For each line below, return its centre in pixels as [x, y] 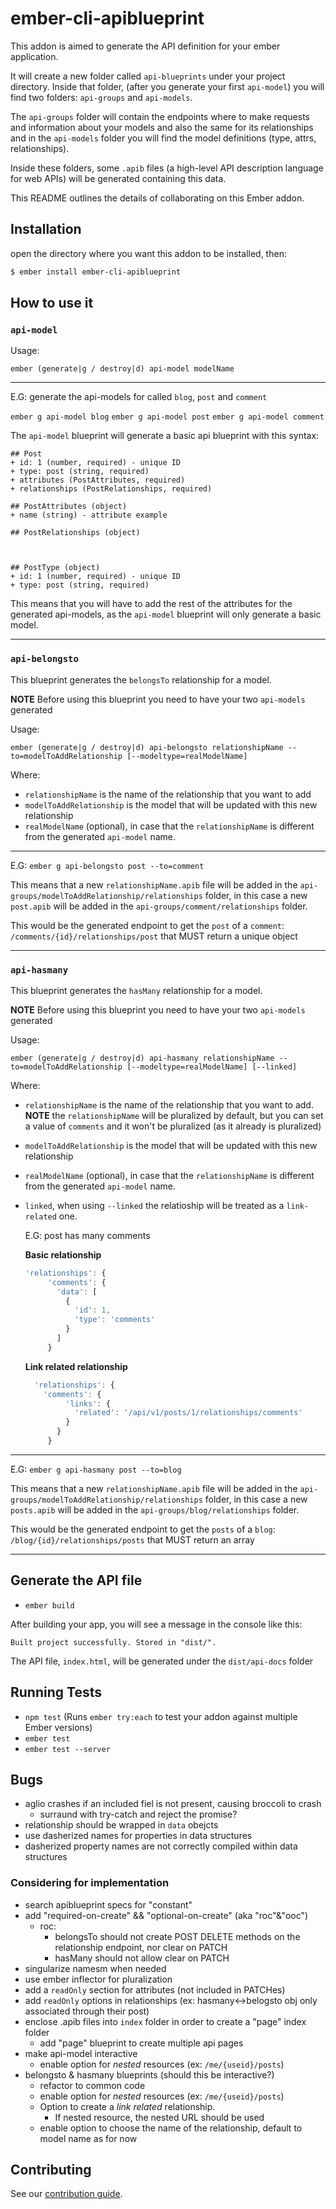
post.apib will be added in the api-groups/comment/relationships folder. [159, 906]
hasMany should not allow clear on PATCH [142, 1958]
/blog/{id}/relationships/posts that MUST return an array [132, 1539]
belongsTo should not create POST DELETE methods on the [177, 1936]
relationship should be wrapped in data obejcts [121, 1825]
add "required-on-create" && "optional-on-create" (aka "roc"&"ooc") [166, 1915]
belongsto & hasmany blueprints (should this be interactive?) [149, 2074]
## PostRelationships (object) [75, 533]
